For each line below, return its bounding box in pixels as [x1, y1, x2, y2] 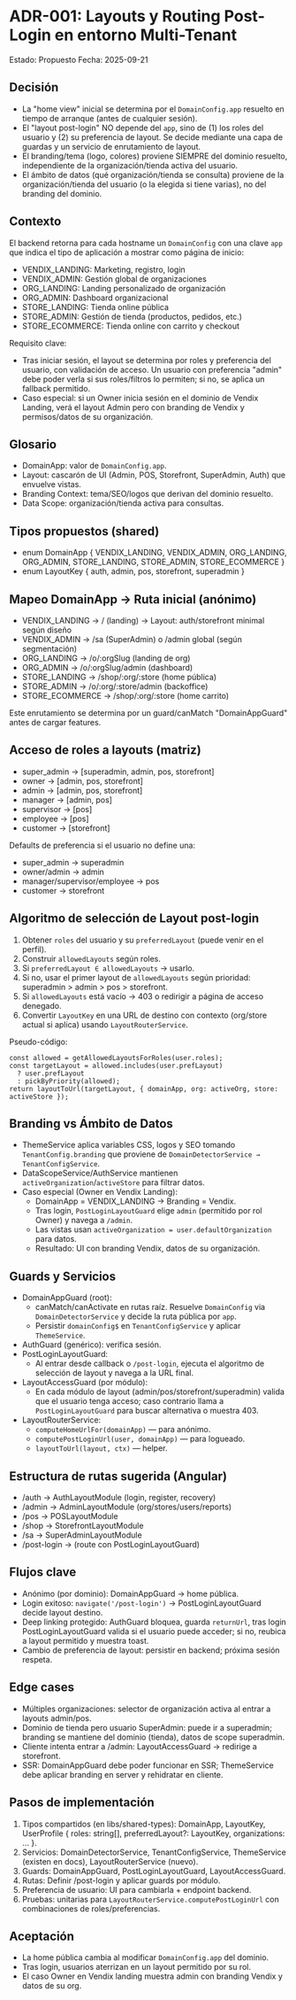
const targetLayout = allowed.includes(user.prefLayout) [9, 1061, 224, 1070]
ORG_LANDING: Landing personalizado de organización [21, 283, 226, 293]
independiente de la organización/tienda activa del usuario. [21, 159, 239, 170]
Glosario [9, 437, 57, 452]
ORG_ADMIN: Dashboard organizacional [21, 292, 169, 303]
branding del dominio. [21, 188, 102, 198]
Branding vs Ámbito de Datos [9, 1116, 174, 1131]
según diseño [21, 624, 72, 635]
